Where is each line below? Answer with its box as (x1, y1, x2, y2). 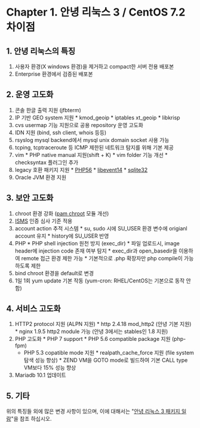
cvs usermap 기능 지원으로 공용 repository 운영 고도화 (14, 121, 143, 128)
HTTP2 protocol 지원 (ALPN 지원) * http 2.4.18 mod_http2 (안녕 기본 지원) (14, 321, 192, 328)
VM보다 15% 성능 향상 (23, 364, 76, 371)
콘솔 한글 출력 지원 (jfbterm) (14, 106, 82, 113)
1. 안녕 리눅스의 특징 (6, 46, 76, 56)
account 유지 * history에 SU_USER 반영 (14, 232, 109, 239)
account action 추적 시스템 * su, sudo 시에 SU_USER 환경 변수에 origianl (14, 224, 187, 232)
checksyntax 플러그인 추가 (14, 159, 79, 166)
